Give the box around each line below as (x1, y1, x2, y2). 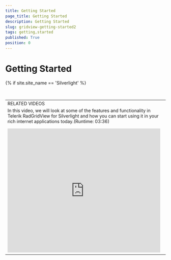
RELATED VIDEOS (7, 100, 45, 106)
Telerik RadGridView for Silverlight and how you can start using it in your (7, 112, 159, 119)
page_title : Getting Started (5, 13, 67, 19)
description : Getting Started (5, 19, 70, 24)
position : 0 (5, 41, 31, 46)
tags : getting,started (5, 30, 53, 35)
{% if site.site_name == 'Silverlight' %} (5, 79, 87, 86)
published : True (5, 35, 40, 40)
